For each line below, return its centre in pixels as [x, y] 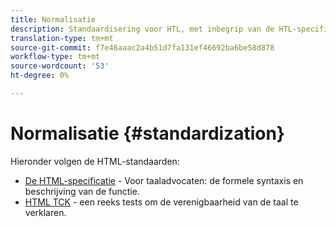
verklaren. [45, 212]
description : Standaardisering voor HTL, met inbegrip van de [142, 29]
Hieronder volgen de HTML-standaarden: [95, 161]
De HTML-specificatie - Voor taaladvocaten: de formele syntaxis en [164, 180]
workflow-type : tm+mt [55, 57]
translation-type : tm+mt [62, 38]
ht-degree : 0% [40, 76]
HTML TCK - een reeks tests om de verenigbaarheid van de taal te [161, 202]
